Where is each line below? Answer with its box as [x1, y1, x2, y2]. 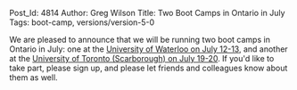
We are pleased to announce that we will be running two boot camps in [9, 35, 270, 45]
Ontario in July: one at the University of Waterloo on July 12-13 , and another [9, 44, 288, 54]
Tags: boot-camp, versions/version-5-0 [9, 17, 155, 28]
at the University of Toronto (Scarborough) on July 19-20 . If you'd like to [9, 53, 275, 63]
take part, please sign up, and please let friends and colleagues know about [9, 62, 288, 73]
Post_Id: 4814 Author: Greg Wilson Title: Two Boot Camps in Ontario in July [9, 8, 285, 18]
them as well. [9, 72, 58, 83]
